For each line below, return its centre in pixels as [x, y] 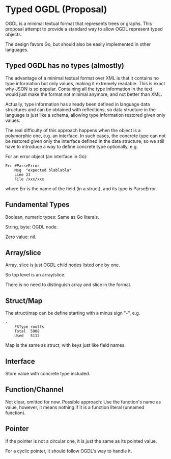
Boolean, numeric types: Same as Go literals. [52, 217]
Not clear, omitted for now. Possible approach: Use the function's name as [83, 402]
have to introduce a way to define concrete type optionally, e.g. [72, 146]
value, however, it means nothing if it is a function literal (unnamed [75, 407]
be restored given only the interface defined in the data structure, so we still [85, 141]
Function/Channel [34, 389]
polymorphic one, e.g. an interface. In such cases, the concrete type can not [85, 136]
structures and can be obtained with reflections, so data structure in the [81, 109]
